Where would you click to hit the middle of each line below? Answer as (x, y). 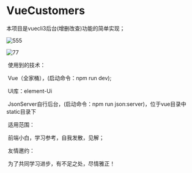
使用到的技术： (27, 65)
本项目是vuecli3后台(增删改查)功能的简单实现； (66, 28)
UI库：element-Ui (30, 91)
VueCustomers (46, 11)
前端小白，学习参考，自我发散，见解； (56, 138)
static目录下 (21, 111)
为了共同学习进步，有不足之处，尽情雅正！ (61, 163)
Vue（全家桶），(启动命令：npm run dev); (60, 78)
